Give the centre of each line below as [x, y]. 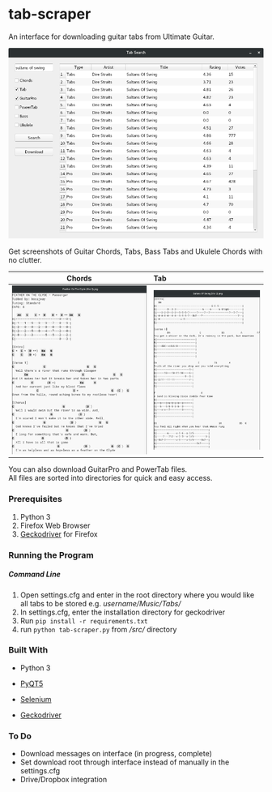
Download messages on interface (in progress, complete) [116, 754]
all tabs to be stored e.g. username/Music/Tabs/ [100, 603]
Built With [28, 650]
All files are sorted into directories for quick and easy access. [110, 478]
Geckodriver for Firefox [59, 534]
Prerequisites [35, 499]
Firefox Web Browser [55, 525]
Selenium [36, 699]
